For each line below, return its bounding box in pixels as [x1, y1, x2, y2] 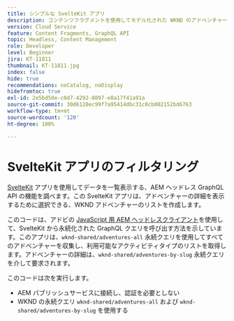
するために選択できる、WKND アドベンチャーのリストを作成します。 [7, 200, 205, 209]
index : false [7, 68, 45, 75]
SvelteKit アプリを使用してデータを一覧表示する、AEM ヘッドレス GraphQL [7, 183, 224, 192]
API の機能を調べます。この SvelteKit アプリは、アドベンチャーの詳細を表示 [7, 192, 225, 200]
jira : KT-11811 [7, 56, 52, 63]
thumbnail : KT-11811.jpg [7, 62, 80, 69]
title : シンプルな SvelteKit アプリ [7, 10, 105, 17]
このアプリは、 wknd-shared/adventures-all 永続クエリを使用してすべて [18, 233, 224, 241]
